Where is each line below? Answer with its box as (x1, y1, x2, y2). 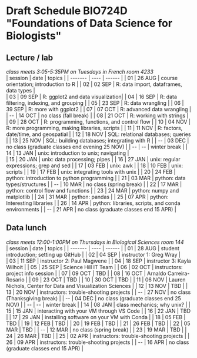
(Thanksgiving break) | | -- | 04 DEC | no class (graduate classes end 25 (6, 294, 181, 301)
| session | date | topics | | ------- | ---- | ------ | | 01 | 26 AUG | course (6, 75, 178, 81)
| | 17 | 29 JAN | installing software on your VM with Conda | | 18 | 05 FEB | (6, 313, 186, 320)
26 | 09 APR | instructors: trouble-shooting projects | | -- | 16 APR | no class (6, 339, 189, 346)
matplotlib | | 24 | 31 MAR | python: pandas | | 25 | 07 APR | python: (6, 193, 169, 200)
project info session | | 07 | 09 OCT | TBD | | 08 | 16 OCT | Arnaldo (6, 270, 166, 277)
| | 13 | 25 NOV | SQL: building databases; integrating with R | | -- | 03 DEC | (6, 137, 189, 144)
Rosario (6, 276, 25, 283)
